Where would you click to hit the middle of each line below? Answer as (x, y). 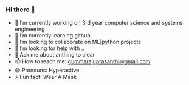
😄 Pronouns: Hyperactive (47, 70)
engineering (29, 29)
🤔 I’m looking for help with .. (49, 48)
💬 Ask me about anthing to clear (55, 55)
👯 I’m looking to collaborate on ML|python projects (77, 42)
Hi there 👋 (21, 10)
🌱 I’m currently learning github (52, 36)
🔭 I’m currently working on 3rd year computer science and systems (99, 23)
